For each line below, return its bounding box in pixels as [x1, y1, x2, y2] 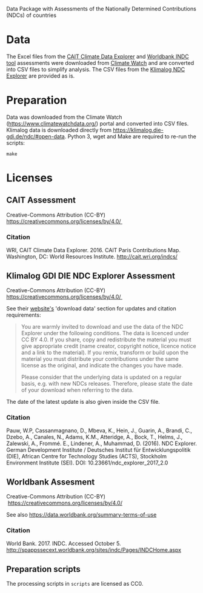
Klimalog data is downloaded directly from [6, 126, 112, 133]
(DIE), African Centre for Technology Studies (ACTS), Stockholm [6, 453, 167, 460]
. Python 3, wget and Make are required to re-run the [64, 133, 197, 140]
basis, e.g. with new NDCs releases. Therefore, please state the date [21, 380, 193, 387]
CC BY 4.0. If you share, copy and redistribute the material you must [21, 336, 192, 343]
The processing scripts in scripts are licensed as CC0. [6, 580, 144, 588]
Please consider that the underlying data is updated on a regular [21, 373, 182, 381]
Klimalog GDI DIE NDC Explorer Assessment [6, 270, 176, 281]
